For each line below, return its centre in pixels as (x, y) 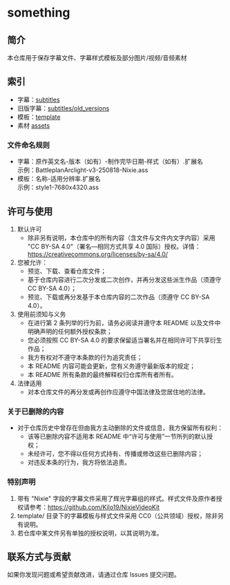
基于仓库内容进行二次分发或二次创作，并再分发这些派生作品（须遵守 (124, 279)
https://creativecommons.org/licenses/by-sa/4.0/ (97, 254)
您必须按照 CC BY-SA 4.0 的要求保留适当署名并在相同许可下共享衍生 (125, 340)
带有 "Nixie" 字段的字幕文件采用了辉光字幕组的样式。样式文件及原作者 (116, 498)
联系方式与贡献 (39, 556)
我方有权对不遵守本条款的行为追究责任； (85, 357)
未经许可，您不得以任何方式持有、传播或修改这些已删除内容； (115, 454)
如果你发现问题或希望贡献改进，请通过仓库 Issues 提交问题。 (94, 575)
